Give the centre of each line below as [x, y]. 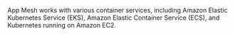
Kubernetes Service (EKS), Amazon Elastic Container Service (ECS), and [114, 18]
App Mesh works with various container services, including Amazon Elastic [117, 10]
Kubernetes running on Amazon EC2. [62, 25]
